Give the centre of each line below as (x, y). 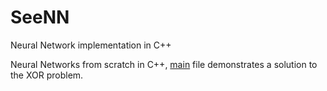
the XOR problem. (47, 75)
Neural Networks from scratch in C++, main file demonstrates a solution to (164, 64)
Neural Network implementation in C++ (91, 45)
